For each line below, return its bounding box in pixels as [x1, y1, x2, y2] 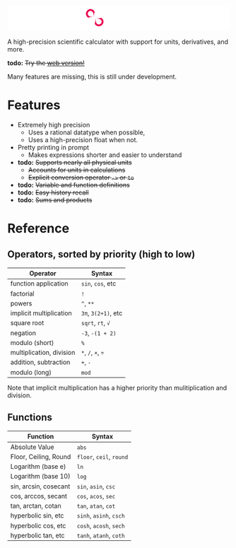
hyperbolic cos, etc [10, 521, 66, 530]
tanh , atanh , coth [76, 531, 125, 540]
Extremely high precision [17, 120, 90, 129]
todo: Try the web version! [7, 59, 85, 67]
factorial [10, 289, 35, 298]
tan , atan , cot [76, 501, 116, 511]
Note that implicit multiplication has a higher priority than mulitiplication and [7, 384, 228, 392]
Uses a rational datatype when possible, [28, 128, 146, 136]
